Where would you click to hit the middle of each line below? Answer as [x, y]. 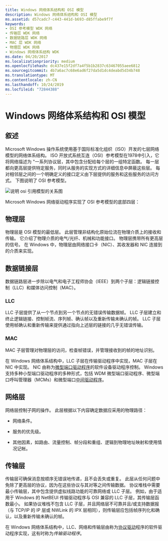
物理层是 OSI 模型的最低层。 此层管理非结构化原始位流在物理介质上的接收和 [83, 232]
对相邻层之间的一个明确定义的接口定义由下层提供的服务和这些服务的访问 [80, 174]
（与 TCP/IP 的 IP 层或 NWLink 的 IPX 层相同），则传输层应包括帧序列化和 [80, 510]
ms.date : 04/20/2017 [27, 57]
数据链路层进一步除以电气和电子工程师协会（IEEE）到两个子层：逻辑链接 [80, 282]
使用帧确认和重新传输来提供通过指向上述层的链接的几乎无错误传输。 [75, 325]
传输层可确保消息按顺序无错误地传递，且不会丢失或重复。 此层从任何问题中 [83, 479]
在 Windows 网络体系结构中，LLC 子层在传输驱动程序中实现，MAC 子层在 [81, 360]
